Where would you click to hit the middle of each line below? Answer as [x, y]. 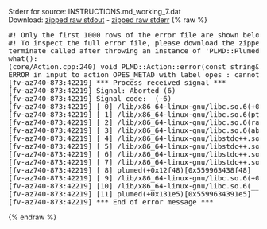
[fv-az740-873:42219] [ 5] [61, 146]
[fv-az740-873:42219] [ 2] [61, 122]
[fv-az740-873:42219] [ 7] [61, 162]
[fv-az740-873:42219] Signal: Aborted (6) [92, 91]
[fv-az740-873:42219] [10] [61, 186]
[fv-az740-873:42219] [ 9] [61, 178]
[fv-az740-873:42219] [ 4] [61, 138]
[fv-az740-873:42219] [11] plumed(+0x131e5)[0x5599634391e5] [130, 194]
